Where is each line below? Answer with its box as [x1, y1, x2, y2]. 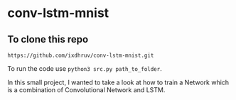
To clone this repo [7, 33, 89, 45]
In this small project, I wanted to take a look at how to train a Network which [7, 78, 230, 87]
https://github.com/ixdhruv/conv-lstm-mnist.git [7, 52, 154, 59]
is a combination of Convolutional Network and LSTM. [7, 86, 166, 94]
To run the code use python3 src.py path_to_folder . [7, 65, 162, 72]
